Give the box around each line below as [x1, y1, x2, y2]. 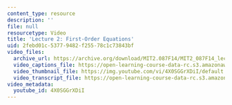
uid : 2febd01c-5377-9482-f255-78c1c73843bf [7, 42, 135, 49]
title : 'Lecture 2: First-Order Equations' [7, 36, 135, 43]
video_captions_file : [13, 61, 76, 68]
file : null [7, 23, 39, 30]
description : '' [7, 17, 54, 23]
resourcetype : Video [7, 29, 67, 37]
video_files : [7, 49, 45, 56]
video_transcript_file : [13, 74, 81, 82]
